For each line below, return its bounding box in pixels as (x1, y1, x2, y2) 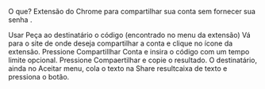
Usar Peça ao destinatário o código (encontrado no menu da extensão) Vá (8, 31, 252, 39)
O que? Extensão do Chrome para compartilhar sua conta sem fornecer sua (8, 7, 256, 16)
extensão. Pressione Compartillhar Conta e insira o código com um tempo (8, 47, 250, 56)
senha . (8, 15, 33, 24)
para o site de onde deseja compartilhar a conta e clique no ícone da (8, 39, 233, 48)
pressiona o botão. (8, 72, 70, 81)
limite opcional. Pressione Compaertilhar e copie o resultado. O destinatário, (8, 55, 258, 65)
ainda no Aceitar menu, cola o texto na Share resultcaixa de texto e (8, 64, 228, 73)
